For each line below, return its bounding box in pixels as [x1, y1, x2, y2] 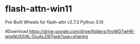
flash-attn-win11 [5, 3, 72, 14]
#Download [5, 28, 28, 34]
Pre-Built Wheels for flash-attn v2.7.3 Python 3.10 [5, 19, 104, 25]
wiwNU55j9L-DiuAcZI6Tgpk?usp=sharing [5, 33, 88, 39]
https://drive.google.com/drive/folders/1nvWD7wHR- [29, 28, 135, 34]
